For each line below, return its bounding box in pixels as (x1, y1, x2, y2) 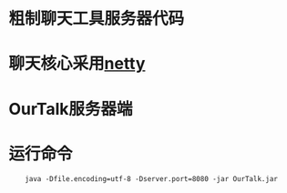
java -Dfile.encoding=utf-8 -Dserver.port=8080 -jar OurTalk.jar (25, 174, 279, 183)
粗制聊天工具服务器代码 (8, 8, 185, 29)
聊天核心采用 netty (8, 54, 146, 74)
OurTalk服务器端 (8, 98, 133, 119)
